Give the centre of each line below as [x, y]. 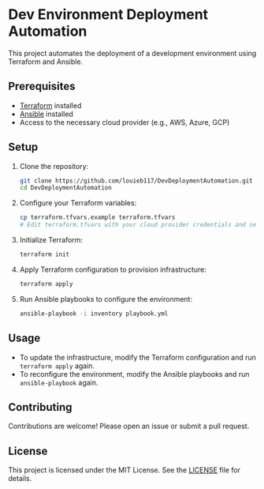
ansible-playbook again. [59, 382]
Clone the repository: [54, 166]
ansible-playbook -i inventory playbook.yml [94, 314]
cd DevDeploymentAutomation [65, 188]
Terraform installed [50, 105]
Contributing [40, 407]
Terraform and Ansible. [46, 62]
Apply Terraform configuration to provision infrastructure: [113, 269]
